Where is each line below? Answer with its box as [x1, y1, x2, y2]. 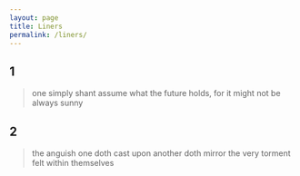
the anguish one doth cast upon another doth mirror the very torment [31, 148, 291, 159]
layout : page [9, 13, 59, 23]
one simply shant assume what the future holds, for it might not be [31, 88, 281, 99]
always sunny [31, 97, 84, 109]
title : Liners [9, 22, 64, 31]
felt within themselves [31, 158, 115, 168]
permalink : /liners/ [9, 30, 88, 39]
